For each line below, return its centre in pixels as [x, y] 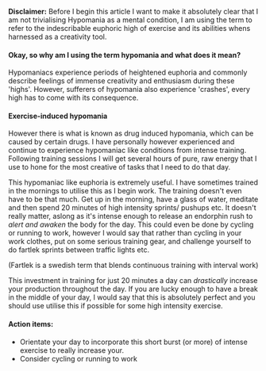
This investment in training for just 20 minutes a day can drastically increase [133, 281]
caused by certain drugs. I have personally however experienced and [121, 142]
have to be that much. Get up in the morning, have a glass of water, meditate [133, 199]
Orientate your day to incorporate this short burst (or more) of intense [133, 342]
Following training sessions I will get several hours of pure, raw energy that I [133, 159]
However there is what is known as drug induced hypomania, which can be [131, 133]
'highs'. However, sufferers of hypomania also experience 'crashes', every [129, 90]
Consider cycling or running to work [78, 358]
